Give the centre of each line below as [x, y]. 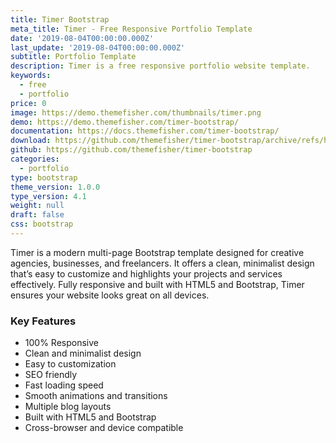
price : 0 [28, 103]
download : [31, 141]
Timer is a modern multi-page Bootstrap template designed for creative [157, 252]
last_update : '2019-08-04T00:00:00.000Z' [98, 47]
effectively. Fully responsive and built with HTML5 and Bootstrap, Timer [157, 284]
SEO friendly [51, 375]
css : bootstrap [42, 224]
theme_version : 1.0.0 [55, 187]
